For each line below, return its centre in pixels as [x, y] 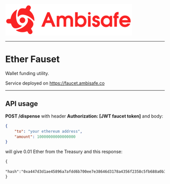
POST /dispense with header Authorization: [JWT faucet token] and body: [84, 116]
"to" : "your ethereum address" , [48, 131]
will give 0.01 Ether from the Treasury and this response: [64, 152]
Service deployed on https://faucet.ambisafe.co [55, 83]
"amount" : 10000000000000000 [45, 137]
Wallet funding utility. [27, 73]
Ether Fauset [32, 59]
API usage [22, 104]
